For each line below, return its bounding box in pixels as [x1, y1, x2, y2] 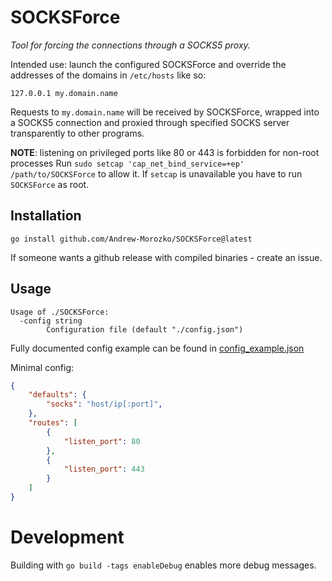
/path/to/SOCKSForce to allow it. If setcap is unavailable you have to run [10, 167, 303, 180]
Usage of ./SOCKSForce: [10, 307, 110, 317]
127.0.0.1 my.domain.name [10, 88, 118, 98]
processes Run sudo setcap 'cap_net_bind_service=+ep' [10, 157, 245, 169]
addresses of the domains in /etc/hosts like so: [10, 69, 207, 81]
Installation [10, 207, 82, 225]
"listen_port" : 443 [63, 464, 145, 475]
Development [10, 526, 125, 549]
